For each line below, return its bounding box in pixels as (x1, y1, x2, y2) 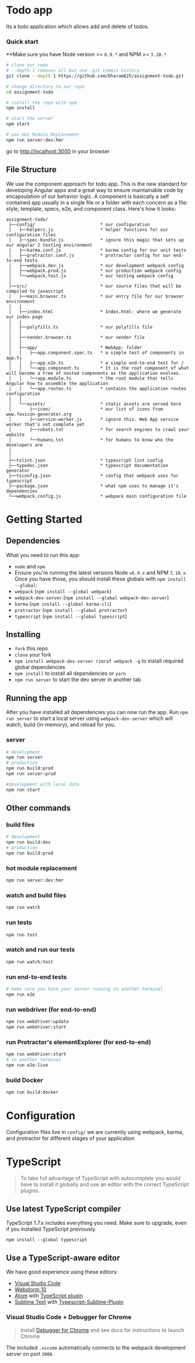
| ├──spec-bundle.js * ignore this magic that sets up (8, 237, 184, 243)
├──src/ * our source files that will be (8, 283, 182, 289)
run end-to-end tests (6, 973, 67, 981)
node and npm (14, 563, 46, 570)
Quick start (6, 37, 39, 46)
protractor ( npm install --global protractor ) (14, 606, 127, 613)
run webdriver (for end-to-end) (6, 1005, 96, 1013)
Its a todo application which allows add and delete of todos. (6, 23, 149, 30)
